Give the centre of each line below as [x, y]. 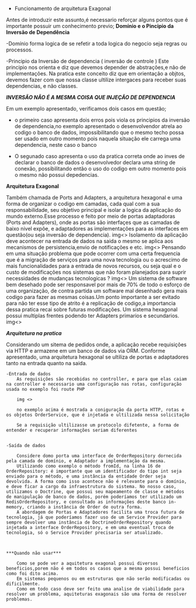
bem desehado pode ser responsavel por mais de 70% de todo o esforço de [98, 284]
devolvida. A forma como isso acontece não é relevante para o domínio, [97, 482]
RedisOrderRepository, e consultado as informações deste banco [86, 502]
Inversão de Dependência [38, 32]
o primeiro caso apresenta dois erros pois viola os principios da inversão [102, 120]
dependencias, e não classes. [42, 86]
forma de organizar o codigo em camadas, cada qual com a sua [83, 204]
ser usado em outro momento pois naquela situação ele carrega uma [98, 139]
